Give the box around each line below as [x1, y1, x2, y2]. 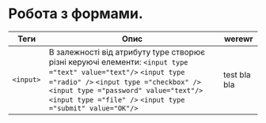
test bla [222, 69, 251, 80]
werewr [224, 33, 253, 44]
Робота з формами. [8, 5, 144, 23]
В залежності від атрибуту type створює [48, 47, 206, 58]
